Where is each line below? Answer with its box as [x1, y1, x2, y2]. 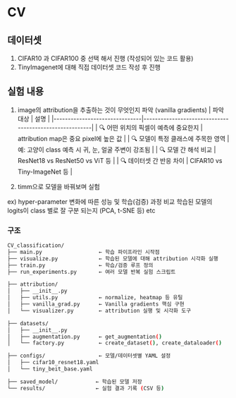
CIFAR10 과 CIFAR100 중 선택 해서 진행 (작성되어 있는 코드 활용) [17, 54, 194, 62]
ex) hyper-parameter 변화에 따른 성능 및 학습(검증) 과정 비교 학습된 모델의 [7, 197, 213, 205]
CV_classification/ [7, 242, 65, 249]
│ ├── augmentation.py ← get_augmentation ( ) [7, 333, 162, 340]
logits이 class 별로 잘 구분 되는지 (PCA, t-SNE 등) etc [7, 206, 156, 215]
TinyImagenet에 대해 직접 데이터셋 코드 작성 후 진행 [17, 63, 161, 71]
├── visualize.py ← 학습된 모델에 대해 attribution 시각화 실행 [7, 255, 218, 262]
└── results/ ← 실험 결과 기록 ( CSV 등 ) [7, 385, 164, 392]
